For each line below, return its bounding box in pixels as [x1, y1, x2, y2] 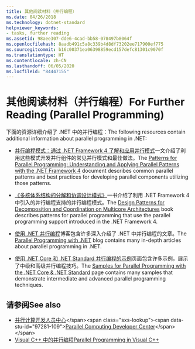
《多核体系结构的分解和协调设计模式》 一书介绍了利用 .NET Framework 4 [14, 191, 190, 199]
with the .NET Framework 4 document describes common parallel [14, 167, 174, 174]
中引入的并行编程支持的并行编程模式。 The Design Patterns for [14, 199, 165, 206]
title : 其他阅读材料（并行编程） [6, 8, 77, 15]
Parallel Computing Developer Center [65, 323, 155, 330]
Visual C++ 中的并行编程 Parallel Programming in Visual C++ [14, 336, 159, 343]
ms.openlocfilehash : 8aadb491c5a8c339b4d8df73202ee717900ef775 [6, 42, 164, 47]
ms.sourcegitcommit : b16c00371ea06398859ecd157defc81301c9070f [6, 47, 164, 53]
